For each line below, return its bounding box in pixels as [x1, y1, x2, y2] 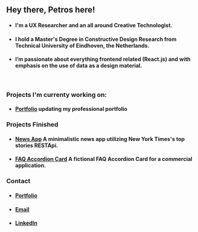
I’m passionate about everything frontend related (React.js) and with [14, 55, 191, 63]
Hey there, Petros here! [6, 5, 95, 15]
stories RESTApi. [14, 142, 59, 149]
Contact [6, 177, 31, 186]
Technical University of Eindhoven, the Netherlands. [14, 42, 150, 49]
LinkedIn [14, 219, 37, 227]
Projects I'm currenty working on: [6, 90, 107, 99]
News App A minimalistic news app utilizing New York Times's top [14, 135, 185, 142]
